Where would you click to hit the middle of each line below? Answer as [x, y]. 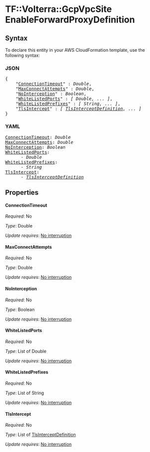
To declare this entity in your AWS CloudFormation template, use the [75, 50]
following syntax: [23, 55]
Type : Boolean [20, 309]
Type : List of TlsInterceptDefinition [40, 435]
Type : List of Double [26, 351]
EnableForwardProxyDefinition [70, 20]
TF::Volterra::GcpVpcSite [59, 9]
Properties [22, 192]
